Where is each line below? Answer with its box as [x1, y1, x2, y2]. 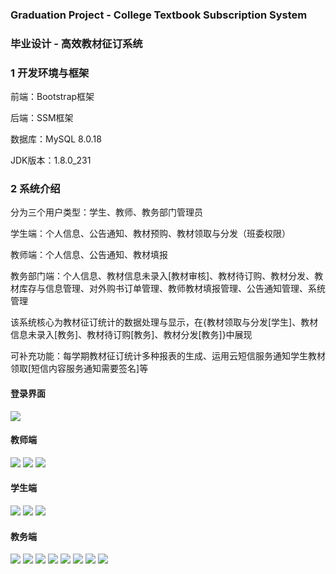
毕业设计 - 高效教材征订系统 [10, 36, 143, 50]
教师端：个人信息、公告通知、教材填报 [10, 249, 168, 261]
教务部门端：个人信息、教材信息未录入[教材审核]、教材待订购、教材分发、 [10, 270, 315, 282]
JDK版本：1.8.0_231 [10, 154, 92, 167]
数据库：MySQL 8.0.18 [10, 133, 102, 145]
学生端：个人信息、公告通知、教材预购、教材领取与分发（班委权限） [10, 228, 291, 240]
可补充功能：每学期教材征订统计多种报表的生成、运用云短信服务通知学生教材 [10, 350, 326, 362]
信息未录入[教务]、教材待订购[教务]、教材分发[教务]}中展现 [10, 329, 253, 341]
